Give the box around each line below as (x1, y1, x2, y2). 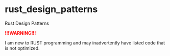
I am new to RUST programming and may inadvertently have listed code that (5, 39, 165, 46)
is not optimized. (5, 45, 40, 51)
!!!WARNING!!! (5, 30, 36, 36)
